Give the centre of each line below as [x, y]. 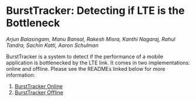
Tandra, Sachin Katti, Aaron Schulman [52, 45]
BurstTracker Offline [39, 92]
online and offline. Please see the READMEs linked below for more [86, 68]
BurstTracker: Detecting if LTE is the [95, 11]
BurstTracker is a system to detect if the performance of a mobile [85, 56]
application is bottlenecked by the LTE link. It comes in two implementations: [98, 63]
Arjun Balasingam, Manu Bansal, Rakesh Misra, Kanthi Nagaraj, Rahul [91, 39]
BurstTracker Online [39, 86]
